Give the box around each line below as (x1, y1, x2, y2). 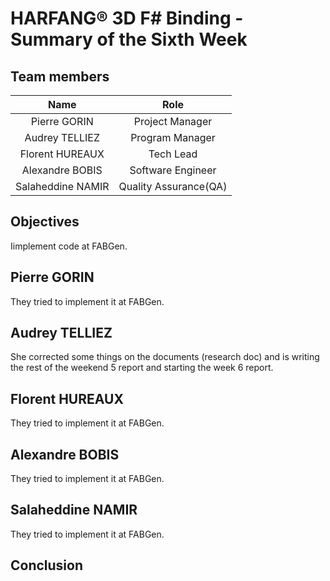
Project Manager (133, 115, 213, 128)
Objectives (10, 213, 80, 231)
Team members (10, 68, 110, 85)
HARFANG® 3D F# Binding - (10, 7, 244, 30)
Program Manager (130, 131, 216, 144)
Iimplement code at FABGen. (10, 240, 128, 252)
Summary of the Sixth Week (10, 28, 248, 51)
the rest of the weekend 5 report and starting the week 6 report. (10, 362, 274, 374)
